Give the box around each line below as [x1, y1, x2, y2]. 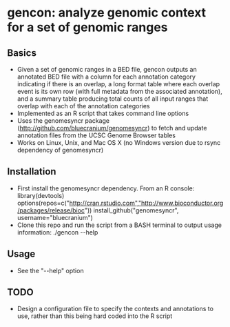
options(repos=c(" [17, 199, 70, 207]
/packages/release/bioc [17, 206, 85, 215]
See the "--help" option [17, 266, 84, 275]
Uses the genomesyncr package [17, 117, 110, 125]
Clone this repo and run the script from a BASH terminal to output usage [17, 221, 222, 229]
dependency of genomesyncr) [17, 146, 104, 154]
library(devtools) [17, 191, 65, 199]
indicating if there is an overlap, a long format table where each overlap [17, 80, 220, 88]
